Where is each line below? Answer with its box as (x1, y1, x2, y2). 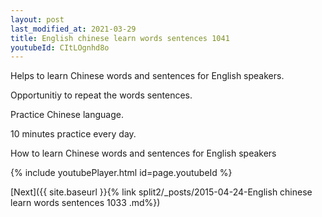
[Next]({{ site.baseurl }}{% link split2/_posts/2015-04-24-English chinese (10, 186, 313, 198)
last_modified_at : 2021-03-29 (10, 24, 137, 34)
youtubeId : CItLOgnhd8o (10, 42, 110, 53)
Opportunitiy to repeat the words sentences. (10, 89, 193, 101)
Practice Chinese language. (10, 109, 124, 121)
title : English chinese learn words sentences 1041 (10, 33, 230, 43)
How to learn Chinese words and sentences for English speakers (10, 147, 277, 160)
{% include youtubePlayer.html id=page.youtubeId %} (10, 167, 233, 179)
